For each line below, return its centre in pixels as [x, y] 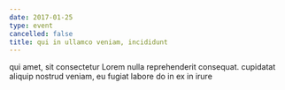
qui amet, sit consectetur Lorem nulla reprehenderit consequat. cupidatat [142, 67]
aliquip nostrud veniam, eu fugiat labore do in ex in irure [111, 77]
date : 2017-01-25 [41, 17]
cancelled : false [41, 34]
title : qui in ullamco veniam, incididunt [89, 42]
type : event [31, 26]
